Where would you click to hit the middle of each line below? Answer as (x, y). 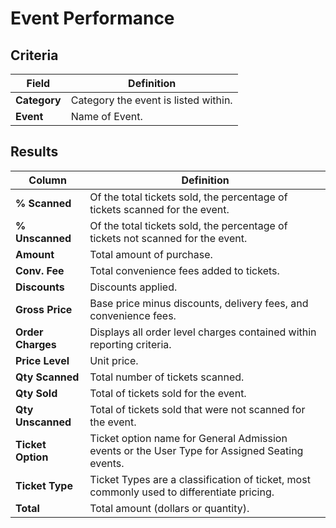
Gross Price (44, 309)
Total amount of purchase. (151, 254)
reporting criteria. (130, 344)
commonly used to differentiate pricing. (182, 492)
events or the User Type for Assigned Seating (196, 450)
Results (34, 152)
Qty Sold (36, 393)
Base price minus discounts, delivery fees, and (199, 303)
